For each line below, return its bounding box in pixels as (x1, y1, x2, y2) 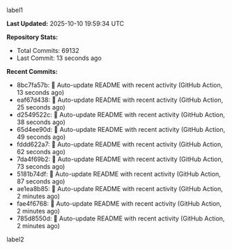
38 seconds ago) (16, 118, 65, 126)
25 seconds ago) (16, 103, 65, 111)
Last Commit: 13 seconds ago (16, 54, 102, 62)
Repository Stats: (6, 33, 59, 41)
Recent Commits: (6, 68, 58, 75)
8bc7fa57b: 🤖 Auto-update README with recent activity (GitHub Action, (16, 81, 223, 89)
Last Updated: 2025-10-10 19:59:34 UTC (6, 20, 125, 27)
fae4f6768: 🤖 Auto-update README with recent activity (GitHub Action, (16, 199, 222, 208)
